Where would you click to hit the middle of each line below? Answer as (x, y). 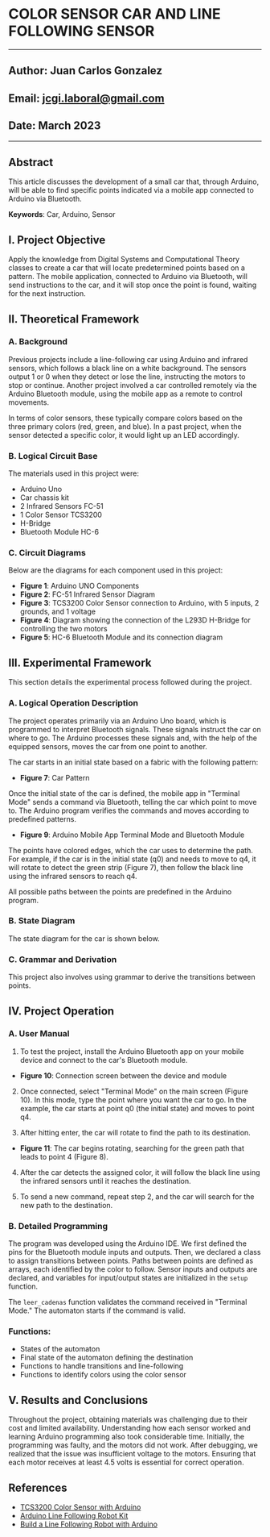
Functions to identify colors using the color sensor (103, 1375)
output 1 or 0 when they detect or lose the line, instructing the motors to (127, 377)
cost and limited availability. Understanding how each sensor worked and (129, 1428)
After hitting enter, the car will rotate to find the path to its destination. (135, 1132)
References (38, 1487)
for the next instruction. (47, 294)
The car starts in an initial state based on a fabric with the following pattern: (133, 762)
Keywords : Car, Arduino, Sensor (62, 215)
